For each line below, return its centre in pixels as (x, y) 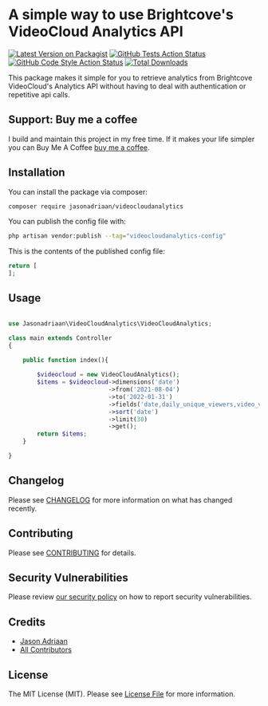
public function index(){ (66, 361)
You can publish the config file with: (67, 222)
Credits (27, 622)
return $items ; (62, 434)
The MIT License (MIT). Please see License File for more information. (122, 694)
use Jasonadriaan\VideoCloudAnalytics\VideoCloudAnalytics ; (110, 323)
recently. (23, 508)
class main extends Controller (60, 338)
